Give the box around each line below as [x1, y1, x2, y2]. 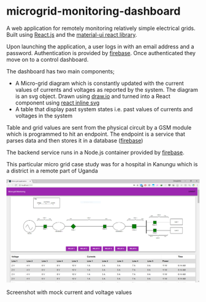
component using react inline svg [15, 99, 100, 106]
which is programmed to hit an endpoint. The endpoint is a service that [6, 130, 185, 138]
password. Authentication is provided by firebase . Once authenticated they [6, 49, 196, 56]
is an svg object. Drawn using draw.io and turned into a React [15, 92, 170, 100]
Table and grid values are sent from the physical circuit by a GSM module [6, 123, 192, 131]
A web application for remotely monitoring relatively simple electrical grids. [6, 24, 196, 32]
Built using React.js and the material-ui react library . [6, 31, 137, 38]
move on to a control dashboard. [6, 56, 89, 63]
